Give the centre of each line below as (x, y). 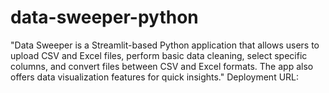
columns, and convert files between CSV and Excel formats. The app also (162, 66)
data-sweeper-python (104, 17)
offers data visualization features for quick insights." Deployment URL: (155, 77)
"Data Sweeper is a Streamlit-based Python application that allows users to (165, 45)
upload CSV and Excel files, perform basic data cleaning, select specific (159, 55)
